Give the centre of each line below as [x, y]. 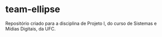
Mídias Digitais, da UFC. [31, 28]
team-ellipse [33, 9]
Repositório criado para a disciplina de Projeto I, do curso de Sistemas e [81, 23]
